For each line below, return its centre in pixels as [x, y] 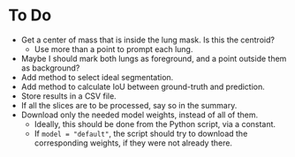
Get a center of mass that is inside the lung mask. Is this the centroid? [148, 40]
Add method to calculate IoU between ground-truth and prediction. [143, 86]
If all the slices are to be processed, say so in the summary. [129, 105]
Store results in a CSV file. [68, 96]
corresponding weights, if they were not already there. [133, 143]
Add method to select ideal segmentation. [97, 77]
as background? [50, 68]
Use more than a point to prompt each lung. [113, 49]
